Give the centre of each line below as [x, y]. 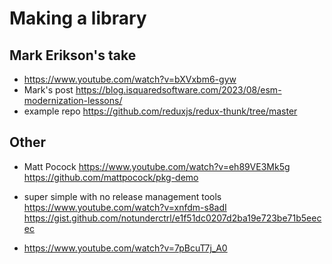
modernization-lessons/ [73, 100]
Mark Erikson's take [73, 55]
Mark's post [48, 90]
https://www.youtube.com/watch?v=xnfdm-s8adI [125, 207]
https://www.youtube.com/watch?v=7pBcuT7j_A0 [125, 248]
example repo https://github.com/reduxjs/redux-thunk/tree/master [160, 111]
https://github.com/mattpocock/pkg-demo [111, 177]
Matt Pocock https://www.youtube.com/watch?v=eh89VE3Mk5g [157, 166]
